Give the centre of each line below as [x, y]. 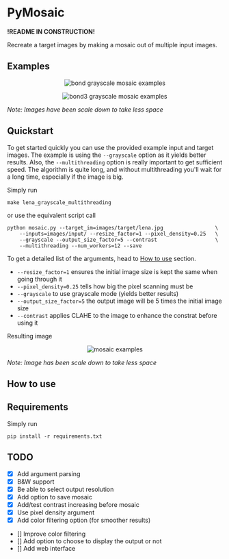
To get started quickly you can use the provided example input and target [110, 147]
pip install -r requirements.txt [55, 436]
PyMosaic [36, 13]
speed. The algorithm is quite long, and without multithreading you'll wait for [114, 169]
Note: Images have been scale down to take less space [85, 109]
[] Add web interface [46, 549]
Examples [28, 66]
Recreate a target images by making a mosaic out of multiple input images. [112, 45]
